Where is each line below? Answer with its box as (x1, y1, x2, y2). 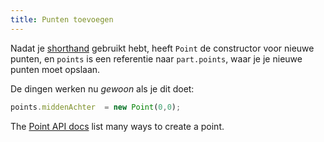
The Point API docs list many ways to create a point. (10, 120, 225, 132)
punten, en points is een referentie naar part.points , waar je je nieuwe (10, 52, 303, 65)
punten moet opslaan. (10, 63, 101, 75)
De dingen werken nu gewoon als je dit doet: (10, 82, 195, 95)
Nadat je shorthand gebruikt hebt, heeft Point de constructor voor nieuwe (10, 42, 315, 54)
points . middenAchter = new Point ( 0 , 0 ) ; (10, 102, 182, 112)
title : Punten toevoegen (10, 14, 114, 25)
